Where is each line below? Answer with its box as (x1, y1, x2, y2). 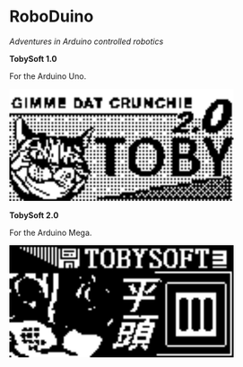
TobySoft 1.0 (9, 53, 57, 64)
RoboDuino (9, 6, 94, 27)
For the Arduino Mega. (9, 227, 92, 238)
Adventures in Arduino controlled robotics (9, 36, 164, 47)
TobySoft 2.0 (9, 209, 59, 221)
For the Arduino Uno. (9, 70, 87, 82)
